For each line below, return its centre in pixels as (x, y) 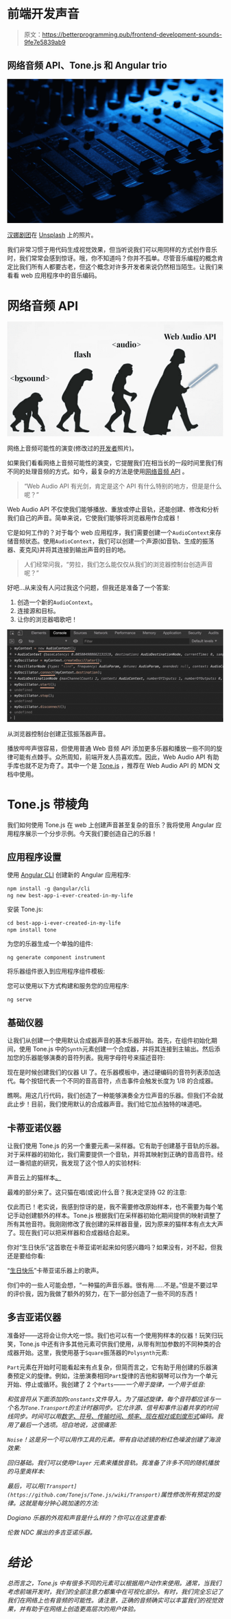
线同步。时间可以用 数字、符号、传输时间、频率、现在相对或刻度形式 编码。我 (115, 1416)
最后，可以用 (25, 1486)
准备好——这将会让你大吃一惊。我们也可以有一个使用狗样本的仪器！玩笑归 (112, 1335)
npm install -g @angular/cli (49, 889)
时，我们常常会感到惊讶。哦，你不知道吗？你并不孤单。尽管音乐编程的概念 (112, 258)
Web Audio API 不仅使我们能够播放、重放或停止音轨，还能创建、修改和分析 (113, 509)
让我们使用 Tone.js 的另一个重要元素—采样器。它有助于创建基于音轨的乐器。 (115, 1146)
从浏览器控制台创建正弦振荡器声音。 (58, 733)
